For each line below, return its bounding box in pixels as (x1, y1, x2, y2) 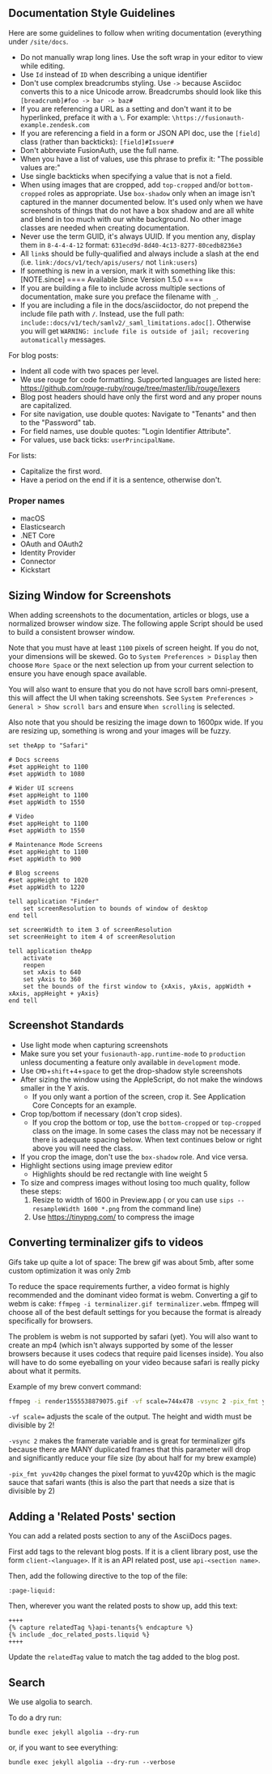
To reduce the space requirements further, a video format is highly (8, 1281, 230, 1291)
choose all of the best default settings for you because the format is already (8, 1307, 261, 1317)
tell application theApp (8, 947, 92, 955)
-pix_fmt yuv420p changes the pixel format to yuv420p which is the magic (8, 1469, 257, 1478)
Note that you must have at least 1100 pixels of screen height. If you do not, (8, 643, 259, 653)
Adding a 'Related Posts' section (8, 1509, 176, 1523)
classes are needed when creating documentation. (19, 223, 190, 232)
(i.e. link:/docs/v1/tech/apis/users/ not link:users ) (19, 257, 198, 266)
